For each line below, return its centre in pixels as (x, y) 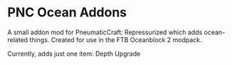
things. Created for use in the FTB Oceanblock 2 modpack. (116, 39)
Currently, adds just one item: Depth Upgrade (74, 54)
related (18, 39)
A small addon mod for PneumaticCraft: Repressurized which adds (105, 32)
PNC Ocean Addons (67, 12)
